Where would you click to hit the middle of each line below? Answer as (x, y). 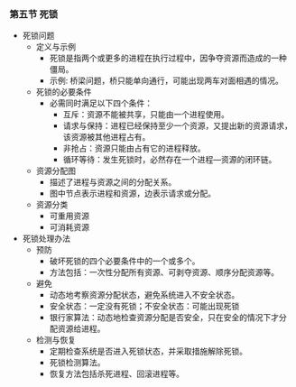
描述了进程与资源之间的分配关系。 (113, 182)
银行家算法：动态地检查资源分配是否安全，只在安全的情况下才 (164, 318)
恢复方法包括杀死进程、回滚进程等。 (117, 374)
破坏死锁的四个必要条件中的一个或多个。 (125, 261)
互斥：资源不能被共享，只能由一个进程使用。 (146, 115)
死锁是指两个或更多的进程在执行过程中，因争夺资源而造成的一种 (168, 58)
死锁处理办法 (46, 239)
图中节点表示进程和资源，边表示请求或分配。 (133, 193)
